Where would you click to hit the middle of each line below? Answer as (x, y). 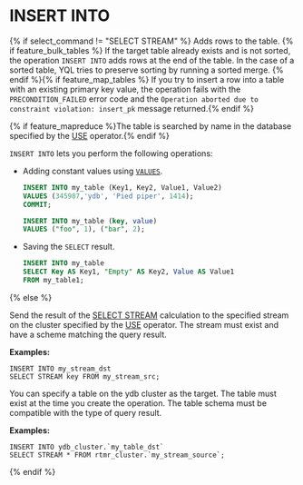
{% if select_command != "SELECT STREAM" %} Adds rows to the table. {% (151, 41)
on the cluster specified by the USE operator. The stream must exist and (144, 324)
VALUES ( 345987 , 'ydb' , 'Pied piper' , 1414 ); (108, 196)
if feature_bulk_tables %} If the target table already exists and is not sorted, (150, 50)
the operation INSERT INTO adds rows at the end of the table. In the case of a (152, 60)
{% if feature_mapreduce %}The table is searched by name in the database (151, 126)
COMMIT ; (37, 204)
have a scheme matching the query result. (88, 334)
